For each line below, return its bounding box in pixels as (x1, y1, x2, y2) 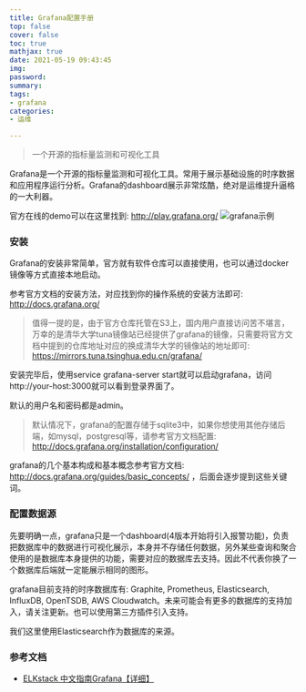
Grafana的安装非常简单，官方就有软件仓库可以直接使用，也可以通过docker (9, 258, 290, 269)
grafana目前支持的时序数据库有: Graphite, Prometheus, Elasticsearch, (9, 584, 270, 595)
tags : (9, 89, 30, 98)
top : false (9, 22, 51, 31)
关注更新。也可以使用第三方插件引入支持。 (33, 606, 193, 617)
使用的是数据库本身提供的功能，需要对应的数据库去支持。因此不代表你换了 (9, 553, 289, 564)
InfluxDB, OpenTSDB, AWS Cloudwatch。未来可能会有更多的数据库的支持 (9, 595, 285, 605)
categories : (9, 107, 55, 116)
